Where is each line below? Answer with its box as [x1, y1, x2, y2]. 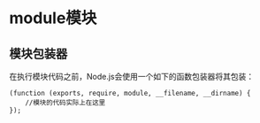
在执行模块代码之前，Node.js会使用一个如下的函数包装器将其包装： [9, 72, 255, 81]
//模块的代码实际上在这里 [25, 98, 106, 107]
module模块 [9, 8, 97, 28]
